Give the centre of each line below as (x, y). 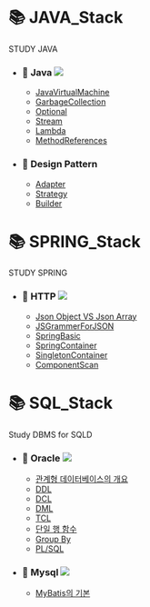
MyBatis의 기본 (63, 593)
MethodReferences (71, 141)
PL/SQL (50, 549)
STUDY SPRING (38, 273)
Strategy (51, 194)
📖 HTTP (39, 296)
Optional (51, 112)
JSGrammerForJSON (75, 326)
